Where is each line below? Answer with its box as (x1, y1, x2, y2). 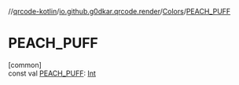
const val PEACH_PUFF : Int (8, 68, 97, 78)
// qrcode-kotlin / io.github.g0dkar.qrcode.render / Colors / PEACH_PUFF (8, 7, 231, 16)
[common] (8, 60, 42, 69)
